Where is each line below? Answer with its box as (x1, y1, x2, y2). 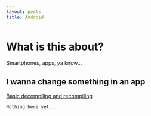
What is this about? (6, 40, 104, 54)
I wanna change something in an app (6, 77, 146, 87)
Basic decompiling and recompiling (6, 93, 93, 100)
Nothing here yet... (6, 104, 58, 110)
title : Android (6, 14, 44, 20)
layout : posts (6, 8, 42, 15)
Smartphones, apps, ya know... (6, 59, 82, 67)
